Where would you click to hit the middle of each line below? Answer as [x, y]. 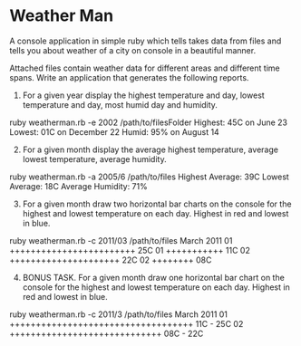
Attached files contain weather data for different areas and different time [145, 68]
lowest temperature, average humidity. [94, 159]
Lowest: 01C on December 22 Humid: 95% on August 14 [114, 131]
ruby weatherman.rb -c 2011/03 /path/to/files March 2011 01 [121, 240]
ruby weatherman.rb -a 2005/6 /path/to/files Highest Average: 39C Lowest [150, 177]
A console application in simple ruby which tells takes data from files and [146, 41]
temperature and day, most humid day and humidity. [120, 104]
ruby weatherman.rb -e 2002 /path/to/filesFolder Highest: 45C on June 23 [149, 122]
